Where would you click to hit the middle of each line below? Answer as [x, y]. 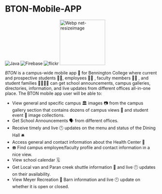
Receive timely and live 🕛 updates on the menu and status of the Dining [84, 128]
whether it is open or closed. [40, 186]
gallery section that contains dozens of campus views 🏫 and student [80, 110]
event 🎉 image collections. [38, 115]
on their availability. [31, 174]
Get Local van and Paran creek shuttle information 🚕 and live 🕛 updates [84, 167]
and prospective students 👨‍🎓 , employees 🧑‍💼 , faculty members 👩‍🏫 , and [77, 78]
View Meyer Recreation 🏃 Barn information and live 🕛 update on [76, 179]
